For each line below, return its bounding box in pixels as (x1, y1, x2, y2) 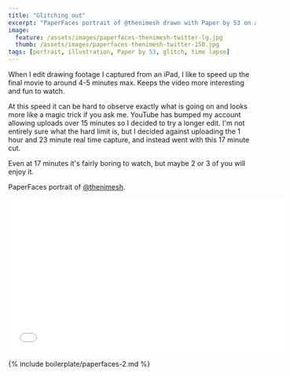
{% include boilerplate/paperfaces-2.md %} (8, 359, 151, 368)
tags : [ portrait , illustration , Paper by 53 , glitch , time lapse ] (8, 48, 230, 56)
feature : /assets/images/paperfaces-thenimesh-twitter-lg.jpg (15, 33, 223, 42)
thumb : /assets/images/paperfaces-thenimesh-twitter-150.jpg (15, 41, 220, 49)
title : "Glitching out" (8, 11, 86, 20)
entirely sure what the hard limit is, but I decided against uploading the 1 (8, 127, 241, 136)
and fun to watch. (8, 87, 65, 95)
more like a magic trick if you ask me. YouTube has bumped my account (8, 110, 241, 119)
